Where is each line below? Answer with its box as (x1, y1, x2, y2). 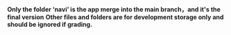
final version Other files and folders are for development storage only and (7, 13, 224, 21)
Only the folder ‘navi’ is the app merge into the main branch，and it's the (7, 5, 221, 13)
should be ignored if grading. (7, 21, 93, 28)
